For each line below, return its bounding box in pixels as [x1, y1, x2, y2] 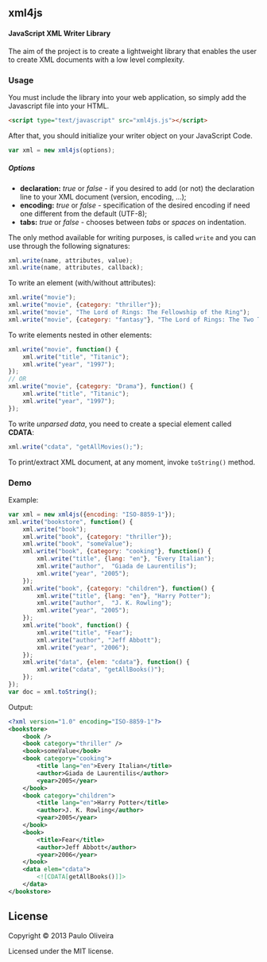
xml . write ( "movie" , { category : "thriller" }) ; [8, 301, 161, 309]
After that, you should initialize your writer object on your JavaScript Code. [8, 130, 253, 140]
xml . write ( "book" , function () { [22, 622, 130, 630]
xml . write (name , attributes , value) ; [8, 256, 133, 265]
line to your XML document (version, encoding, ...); [19, 192, 187, 201]
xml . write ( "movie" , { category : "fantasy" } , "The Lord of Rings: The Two [8, 316, 254, 324]
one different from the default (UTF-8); [19, 208, 148, 218]
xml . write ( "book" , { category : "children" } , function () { [22, 584, 215, 592]
